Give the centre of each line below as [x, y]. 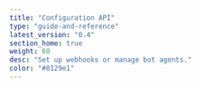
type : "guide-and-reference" [64, 26]
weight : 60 [30, 52]
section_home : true [46, 43]
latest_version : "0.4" [52, 34]
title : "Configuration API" [62, 18]
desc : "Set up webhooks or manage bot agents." [101, 60]
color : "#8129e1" [42, 69]
